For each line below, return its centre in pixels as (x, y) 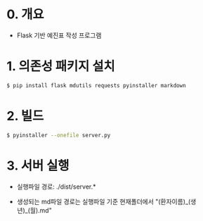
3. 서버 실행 (38, 165)
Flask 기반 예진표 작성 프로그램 (59, 35)
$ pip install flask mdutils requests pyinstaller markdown (97, 85)
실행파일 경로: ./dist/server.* (56, 187)
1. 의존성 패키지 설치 (61, 67)
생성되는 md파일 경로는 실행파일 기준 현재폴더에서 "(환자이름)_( (104, 201)
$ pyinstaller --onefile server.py (59, 135)
